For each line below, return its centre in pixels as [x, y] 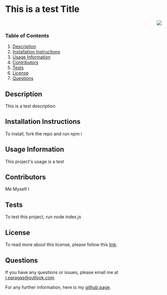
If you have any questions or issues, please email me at [62, 272]
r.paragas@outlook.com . [30, 278]
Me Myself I [17, 189]
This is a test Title [42, 9]
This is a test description [30, 106]
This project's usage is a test [35, 161]
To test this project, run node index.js [43, 217]
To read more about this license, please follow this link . [61, 245]
